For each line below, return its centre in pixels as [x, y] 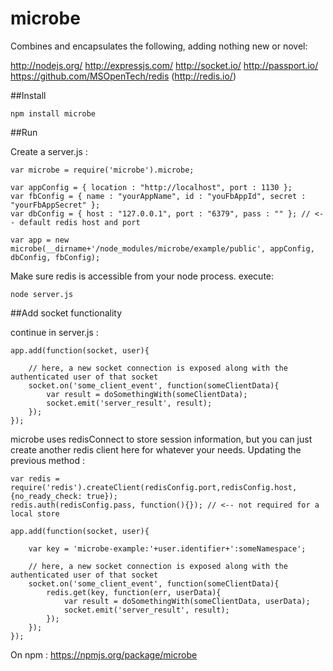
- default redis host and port [75, 222]
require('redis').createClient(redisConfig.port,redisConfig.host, [154, 487]
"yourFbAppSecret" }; [55, 205]
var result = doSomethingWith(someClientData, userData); [187, 601]
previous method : [47, 460]
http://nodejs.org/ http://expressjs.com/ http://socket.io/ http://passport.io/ [164, 65]
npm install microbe [53, 113]
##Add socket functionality [66, 313]
